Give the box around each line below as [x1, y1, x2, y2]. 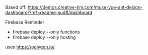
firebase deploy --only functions [12, 29, 80, 34]
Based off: [5, 4, 27, 10]
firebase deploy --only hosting [12, 34, 76, 40]
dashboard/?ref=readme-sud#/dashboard [5, 9, 92, 15]
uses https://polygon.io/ [5, 44, 55, 49]
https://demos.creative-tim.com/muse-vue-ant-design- [27, 4, 142, 10]
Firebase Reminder [5, 19, 44, 25]
